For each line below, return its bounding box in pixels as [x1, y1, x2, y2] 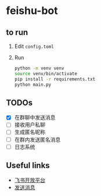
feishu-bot [6, 4, 58, 17]
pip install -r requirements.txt [14, 76, 96, 82]
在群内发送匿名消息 [14, 136, 61, 143]
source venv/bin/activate [14, 71, 77, 76]
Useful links [6, 160, 50, 170]
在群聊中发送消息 [14, 114, 56, 121]
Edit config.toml [14, 43, 54, 50]
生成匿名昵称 [14, 128, 45, 135]
